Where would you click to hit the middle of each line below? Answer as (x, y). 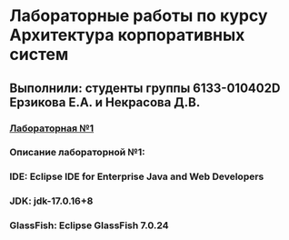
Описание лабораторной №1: (77, 153)
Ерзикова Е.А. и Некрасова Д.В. (105, 102)
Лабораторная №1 (52, 128)
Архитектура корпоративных (127, 35)
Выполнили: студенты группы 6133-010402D (145, 88)
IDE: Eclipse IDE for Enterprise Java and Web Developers (137, 176)
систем (39, 55)
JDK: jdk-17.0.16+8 (51, 201)
